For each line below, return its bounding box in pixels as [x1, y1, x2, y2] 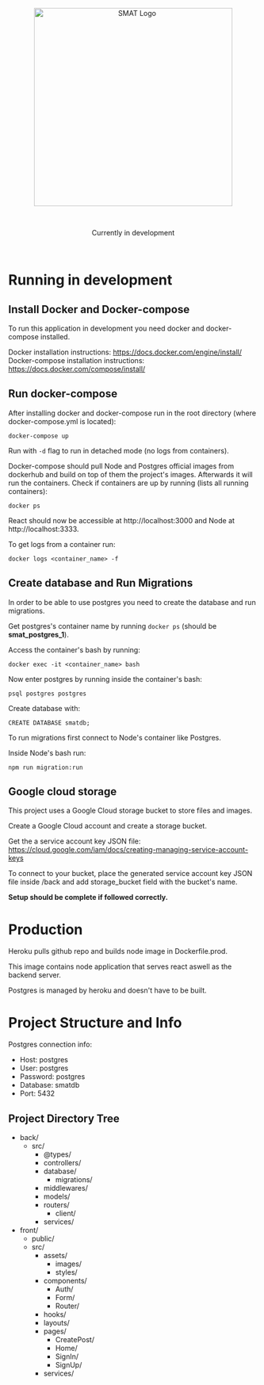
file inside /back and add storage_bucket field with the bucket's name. [8, 877, 238, 887]
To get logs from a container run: [8, 539, 116, 549]
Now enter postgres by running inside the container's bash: [8, 674, 202, 683]
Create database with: [8, 703, 81, 713]
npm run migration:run [8, 763, 83, 771]
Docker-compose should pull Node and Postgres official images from [8, 461, 235, 471]
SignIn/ [55, 1352, 79, 1361]
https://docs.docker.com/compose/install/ [8, 365, 146, 373]
